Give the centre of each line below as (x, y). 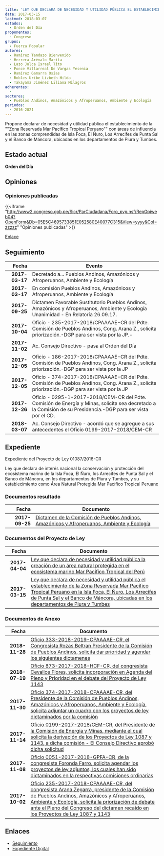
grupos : (13, 42)
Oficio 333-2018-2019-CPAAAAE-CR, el (80, 640)
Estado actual (26, 155)
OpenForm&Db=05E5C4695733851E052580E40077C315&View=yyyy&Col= (81, 222)
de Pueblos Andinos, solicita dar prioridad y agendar (91, 652)
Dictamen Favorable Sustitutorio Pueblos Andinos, (90, 303)
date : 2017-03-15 (23, 14)
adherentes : (17, 87)
